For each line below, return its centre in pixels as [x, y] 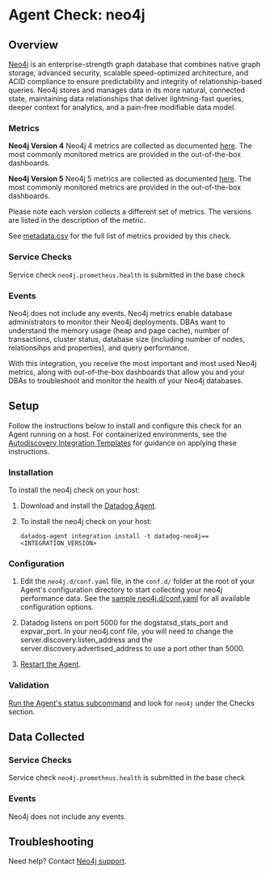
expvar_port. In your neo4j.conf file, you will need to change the [127, 631]
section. [22, 711]
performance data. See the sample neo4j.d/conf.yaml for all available [135, 599]
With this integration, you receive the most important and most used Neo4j [133, 363]
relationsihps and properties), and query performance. [99, 347]
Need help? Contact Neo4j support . [67, 861]
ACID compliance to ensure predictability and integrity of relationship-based [135, 81]
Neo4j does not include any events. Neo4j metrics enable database [120, 313]
